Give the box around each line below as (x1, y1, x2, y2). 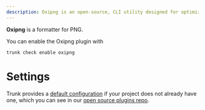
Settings (6, 70, 50, 83)
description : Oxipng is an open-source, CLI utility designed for (6, 9, 179, 15)
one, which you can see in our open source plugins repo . (6, 96, 149, 104)
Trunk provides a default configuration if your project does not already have (6, 90, 197, 97)
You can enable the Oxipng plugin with (6, 37, 104, 45)
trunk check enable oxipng (6, 50, 75, 56)
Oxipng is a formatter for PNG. (6, 26, 84, 33)
